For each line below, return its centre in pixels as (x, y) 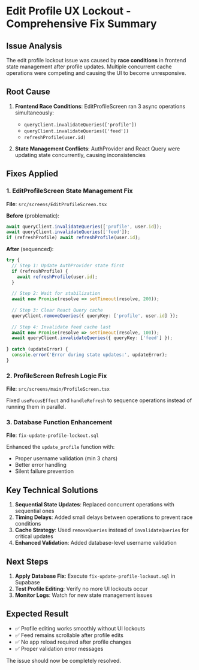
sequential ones (35, 511)
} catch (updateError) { (37, 349)
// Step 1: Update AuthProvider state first (68, 265)
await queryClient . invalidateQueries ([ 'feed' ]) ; (68, 232)
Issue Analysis (34, 46)
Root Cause (28, 92)
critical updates (34, 536)
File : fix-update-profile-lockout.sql (52, 435)
